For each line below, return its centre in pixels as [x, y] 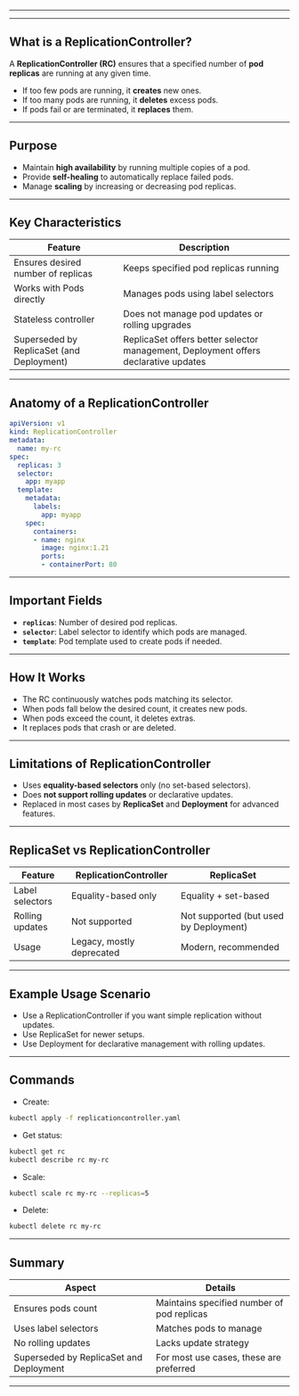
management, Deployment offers [192, 351]
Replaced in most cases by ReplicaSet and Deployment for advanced [150, 805]
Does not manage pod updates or [193, 314]
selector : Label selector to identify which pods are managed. [134, 632]
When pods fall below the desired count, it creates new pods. [134, 708]
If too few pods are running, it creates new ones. [112, 90]
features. [39, 814]
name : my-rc [40, 448]
